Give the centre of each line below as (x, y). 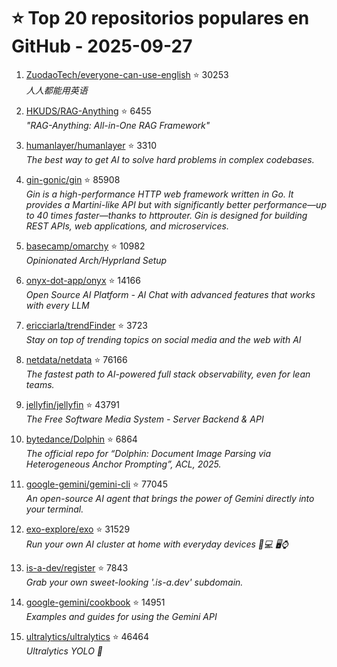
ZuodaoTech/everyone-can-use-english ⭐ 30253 (127, 74)
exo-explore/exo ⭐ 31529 (78, 529)
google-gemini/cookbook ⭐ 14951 (95, 602)
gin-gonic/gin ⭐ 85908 (73, 179)
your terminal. (54, 509)
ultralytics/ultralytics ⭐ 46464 (87, 636)
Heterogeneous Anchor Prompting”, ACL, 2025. (123, 464)
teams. (40, 384)
